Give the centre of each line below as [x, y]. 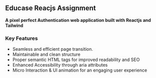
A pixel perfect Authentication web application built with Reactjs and [78, 20]
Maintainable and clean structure [46, 55]
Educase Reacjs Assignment [50, 8]
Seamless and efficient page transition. [53, 49]
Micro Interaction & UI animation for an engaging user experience [80, 70]
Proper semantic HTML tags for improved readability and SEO [76, 60]
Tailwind [14, 25]
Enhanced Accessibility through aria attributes [60, 65]
